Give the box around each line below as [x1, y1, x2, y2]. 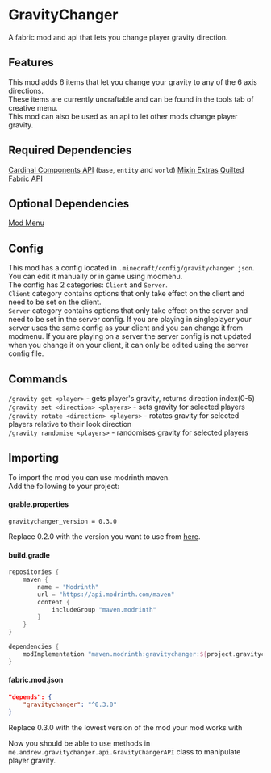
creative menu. [8, 102, 58, 112]
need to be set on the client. [8, 297, 102, 307]
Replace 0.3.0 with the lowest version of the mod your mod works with [8, 722, 243, 732]
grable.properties [8, 499, 69, 509]
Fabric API [8, 173, 43, 183]
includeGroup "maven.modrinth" [51, 605, 157, 614]
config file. [8, 349, 44, 358]
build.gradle [8, 550, 51, 560]
